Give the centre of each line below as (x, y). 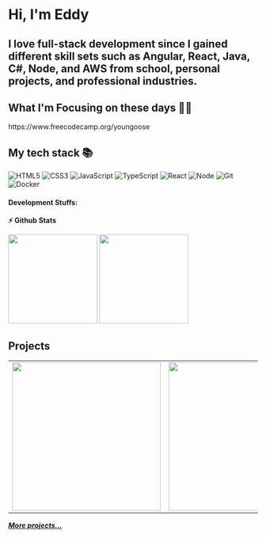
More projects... (35, 525)
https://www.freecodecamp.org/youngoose (79, 127)
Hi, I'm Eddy (49, 15)
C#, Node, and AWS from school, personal (114, 69)
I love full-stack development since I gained (118, 44)
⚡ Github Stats (32, 220)
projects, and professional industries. (103, 81)
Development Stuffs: (43, 202)
